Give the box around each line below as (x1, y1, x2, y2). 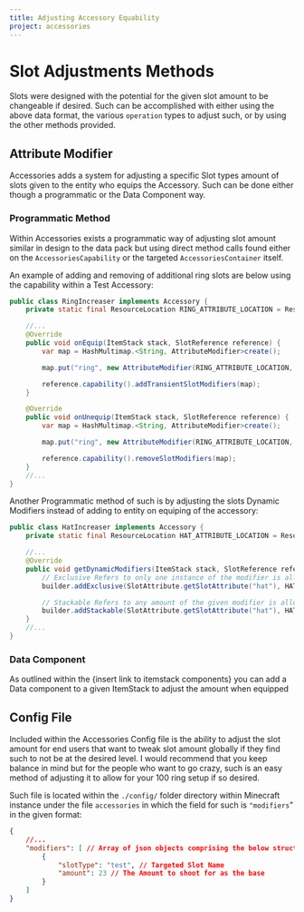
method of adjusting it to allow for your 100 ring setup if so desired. (9, 772, 261, 783)
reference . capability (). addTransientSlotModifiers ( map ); (42, 379, 261, 388)
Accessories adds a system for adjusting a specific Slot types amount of (9, 170, 280, 181)
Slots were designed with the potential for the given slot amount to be (9, 91, 269, 102)
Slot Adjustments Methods (9, 61, 214, 82)
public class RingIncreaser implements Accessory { (9, 297, 208, 306)
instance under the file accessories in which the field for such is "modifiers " (9, 799, 294, 810)
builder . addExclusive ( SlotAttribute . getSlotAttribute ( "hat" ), (42, 582, 281, 591)
